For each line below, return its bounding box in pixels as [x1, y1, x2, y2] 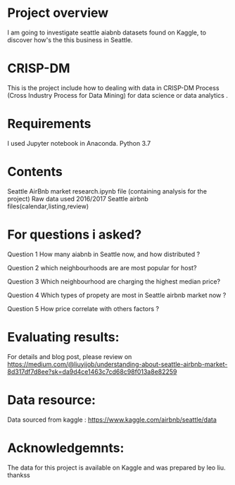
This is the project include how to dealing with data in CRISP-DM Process [7, 83, 220, 92]
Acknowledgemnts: [7, 440, 125, 455]
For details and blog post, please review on [7, 352, 132, 360]
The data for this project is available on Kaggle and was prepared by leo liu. [7, 463, 227, 472]
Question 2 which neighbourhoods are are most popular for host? [7, 263, 197, 272]
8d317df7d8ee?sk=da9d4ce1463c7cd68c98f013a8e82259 [7, 367, 177, 376]
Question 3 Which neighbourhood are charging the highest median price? [7, 277, 221, 286]
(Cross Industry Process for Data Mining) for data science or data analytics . [7, 91, 229, 99]
